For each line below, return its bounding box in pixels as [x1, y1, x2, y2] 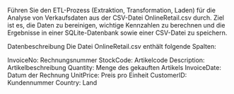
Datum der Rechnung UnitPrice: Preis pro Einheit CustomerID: [7, 71, 187, 79]
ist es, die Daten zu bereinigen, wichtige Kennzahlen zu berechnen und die [7, 21, 226, 29]
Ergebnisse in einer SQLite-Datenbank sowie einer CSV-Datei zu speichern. [7, 28, 228, 37]
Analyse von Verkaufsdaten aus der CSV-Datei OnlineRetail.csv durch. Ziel [7, 13, 225, 22]
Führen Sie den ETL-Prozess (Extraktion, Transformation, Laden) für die [7, 6, 216, 14]
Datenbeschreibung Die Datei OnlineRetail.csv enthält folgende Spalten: [7, 42, 217, 50]
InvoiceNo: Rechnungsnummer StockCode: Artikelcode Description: [7, 56, 205, 64]
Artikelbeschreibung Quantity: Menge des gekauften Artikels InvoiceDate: [7, 64, 221, 71]
